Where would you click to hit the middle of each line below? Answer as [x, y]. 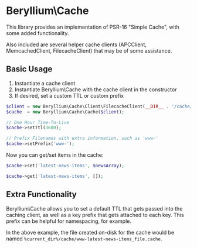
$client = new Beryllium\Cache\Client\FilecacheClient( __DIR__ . [87, 106]
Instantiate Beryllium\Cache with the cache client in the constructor [96, 89]
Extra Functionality [42, 194]
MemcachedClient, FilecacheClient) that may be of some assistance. [89, 50]
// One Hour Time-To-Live [38, 122]
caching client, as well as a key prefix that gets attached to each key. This [95, 215]
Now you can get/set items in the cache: [55, 155]
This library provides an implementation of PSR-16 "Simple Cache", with [93, 27]
